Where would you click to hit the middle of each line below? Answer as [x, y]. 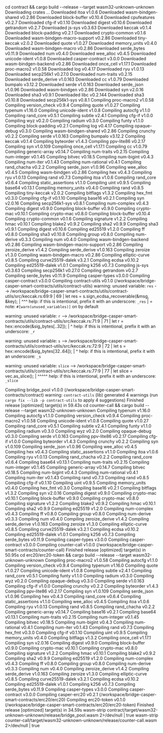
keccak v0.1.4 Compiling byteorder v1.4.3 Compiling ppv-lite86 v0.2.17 [75, 141]
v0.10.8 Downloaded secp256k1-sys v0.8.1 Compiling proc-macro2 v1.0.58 [80, 100]
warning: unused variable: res [124, 286]
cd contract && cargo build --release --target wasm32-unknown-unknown [80, 7]
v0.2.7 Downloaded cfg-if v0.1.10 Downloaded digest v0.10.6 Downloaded [79, 22]
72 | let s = [115, 346]
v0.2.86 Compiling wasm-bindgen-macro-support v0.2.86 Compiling [74, 244]
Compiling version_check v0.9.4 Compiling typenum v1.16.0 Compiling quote [81, 565]
